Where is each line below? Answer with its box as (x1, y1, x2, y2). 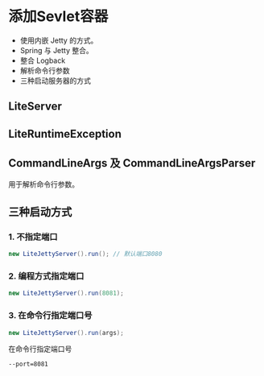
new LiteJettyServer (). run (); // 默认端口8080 (8, 250, 163, 258)
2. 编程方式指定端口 (8, 271, 85, 282)
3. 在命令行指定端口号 (8, 310, 93, 321)
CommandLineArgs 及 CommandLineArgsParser (8, 156, 256, 170)
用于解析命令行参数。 (8, 179, 79, 189)
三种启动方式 (8, 205, 72, 218)
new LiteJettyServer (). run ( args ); (8, 328, 125, 337)
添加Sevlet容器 (8, 7, 109, 26)
